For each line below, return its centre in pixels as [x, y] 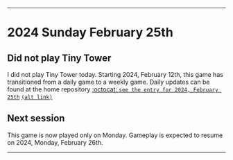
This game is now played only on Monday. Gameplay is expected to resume [115, 135]
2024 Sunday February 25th [90, 33]
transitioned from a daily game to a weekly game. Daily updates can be [109, 82]
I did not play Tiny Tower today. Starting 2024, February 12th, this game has [115, 74]
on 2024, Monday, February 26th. [55, 142]
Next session [36, 118]
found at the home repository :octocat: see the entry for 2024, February [113, 89]
